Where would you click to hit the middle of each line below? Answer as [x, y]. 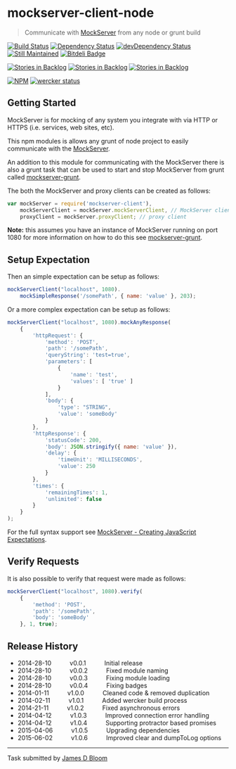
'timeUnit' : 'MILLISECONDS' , [100, 460]
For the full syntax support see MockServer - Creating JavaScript [102, 532]
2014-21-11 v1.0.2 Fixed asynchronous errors [99, 708]
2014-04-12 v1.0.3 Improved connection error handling [113, 715]
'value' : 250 [77, 466]
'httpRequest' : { [58, 336]
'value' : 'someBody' [87, 414]
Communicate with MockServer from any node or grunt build [113, 32]
